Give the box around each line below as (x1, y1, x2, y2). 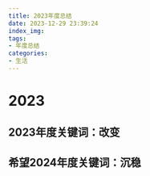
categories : (8, 49, 48, 57)
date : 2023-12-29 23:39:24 (8, 19, 99, 27)
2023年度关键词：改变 (8, 126, 120, 140)
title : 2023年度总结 (8, 11, 72, 20)
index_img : (8, 27, 45, 35)
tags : (8, 34, 26, 43)
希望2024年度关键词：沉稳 (8, 155, 142, 170)
